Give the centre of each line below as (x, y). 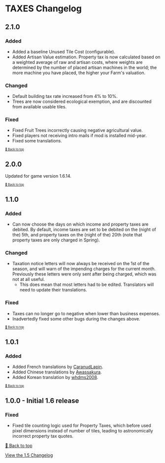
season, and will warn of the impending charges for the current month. (84, 269)
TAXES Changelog (44, 9)
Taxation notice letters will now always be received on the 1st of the (81, 264)
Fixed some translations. (37, 141)
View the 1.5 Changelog (29, 455)
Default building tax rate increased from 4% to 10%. (65, 96)
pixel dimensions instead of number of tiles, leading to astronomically (83, 430)
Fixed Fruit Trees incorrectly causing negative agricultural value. (77, 130)
